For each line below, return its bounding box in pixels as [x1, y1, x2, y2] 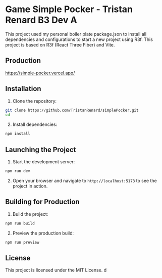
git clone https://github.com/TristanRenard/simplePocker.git [5, 108, 139, 113]
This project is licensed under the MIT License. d [5, 267, 107, 273]
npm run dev [5, 168, 30, 173]
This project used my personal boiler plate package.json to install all [5, 31, 147, 37]
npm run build [5, 221, 35, 226]
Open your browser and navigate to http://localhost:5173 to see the [12, 177, 157, 183]
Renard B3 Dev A [5, 14, 77, 26]
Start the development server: [12, 159, 75, 165]
